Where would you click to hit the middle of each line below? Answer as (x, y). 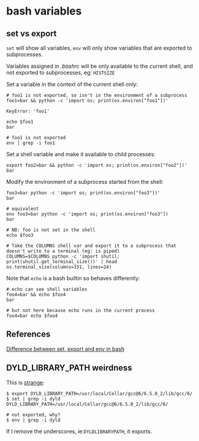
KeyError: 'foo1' (28, 111)
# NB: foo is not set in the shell (51, 230)
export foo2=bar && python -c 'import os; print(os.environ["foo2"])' (97, 165)
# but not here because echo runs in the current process (81, 310)
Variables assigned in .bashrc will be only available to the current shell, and (99, 66)
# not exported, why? (33, 415)
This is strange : (25, 382)
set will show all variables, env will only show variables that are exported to (99, 48)
